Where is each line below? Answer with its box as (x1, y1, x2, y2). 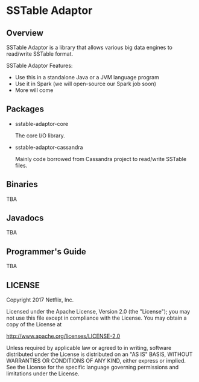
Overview (6, 28, 44, 38)
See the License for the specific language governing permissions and (6, 364, 179, 371)
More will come (14, 87, 54, 94)
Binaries (6, 179, 38, 189)
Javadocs (6, 213, 44, 223)
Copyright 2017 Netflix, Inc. (6, 296, 74, 303)
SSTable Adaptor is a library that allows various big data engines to (6, 44, 173, 51)
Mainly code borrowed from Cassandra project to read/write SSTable (14, 155, 187, 162)
